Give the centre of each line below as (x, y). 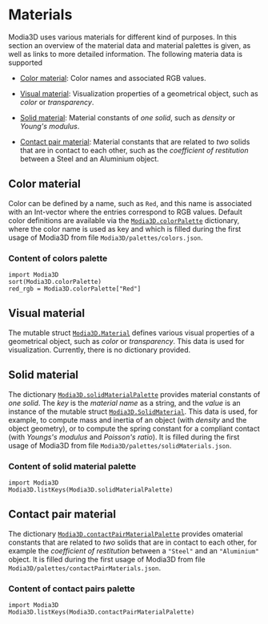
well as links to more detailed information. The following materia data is (125, 54)
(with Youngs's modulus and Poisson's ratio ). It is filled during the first (124, 437)
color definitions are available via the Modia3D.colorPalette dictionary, (124, 220)
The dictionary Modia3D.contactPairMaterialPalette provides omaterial (126, 533)
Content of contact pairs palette (72, 589)
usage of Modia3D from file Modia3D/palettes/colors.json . (106, 237)
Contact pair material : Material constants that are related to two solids (135, 141)
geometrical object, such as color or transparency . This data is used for (126, 341)
